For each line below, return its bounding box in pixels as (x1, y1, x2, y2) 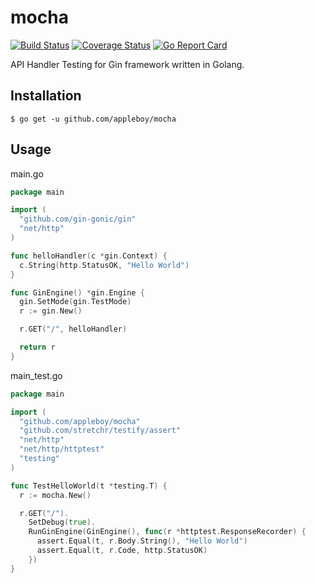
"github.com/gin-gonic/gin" (19, 214, 137, 225)
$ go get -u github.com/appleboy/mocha (10, 114, 177, 124)
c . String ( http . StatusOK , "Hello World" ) (19, 260, 190, 270)
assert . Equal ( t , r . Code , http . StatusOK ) (36, 546, 208, 556)
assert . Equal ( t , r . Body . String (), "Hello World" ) (36, 536, 248, 546)
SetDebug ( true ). (28, 517, 97, 528)
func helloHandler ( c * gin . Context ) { (10, 251, 168, 261)
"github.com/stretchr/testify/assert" (19, 426, 182, 436)
